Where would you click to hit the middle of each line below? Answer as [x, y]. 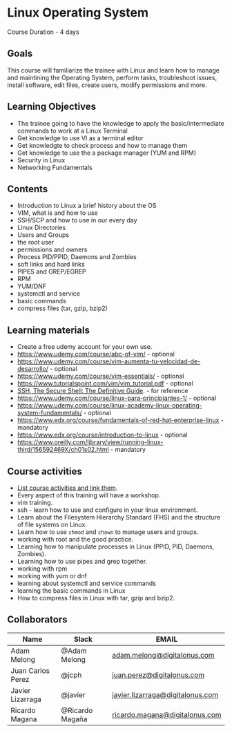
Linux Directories [41, 228]
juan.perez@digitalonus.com [158, 675]
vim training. [35, 503]
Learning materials [48, 330]
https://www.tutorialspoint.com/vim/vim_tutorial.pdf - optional [105, 383]
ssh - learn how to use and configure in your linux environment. [107, 510]
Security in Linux [41, 160]
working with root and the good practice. [75, 539]
